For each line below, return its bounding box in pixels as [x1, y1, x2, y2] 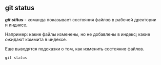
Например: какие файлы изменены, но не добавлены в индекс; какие [5, 31, 150, 37]
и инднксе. [5, 22, 28, 28]
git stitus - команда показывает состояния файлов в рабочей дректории [5, 16, 157, 22]
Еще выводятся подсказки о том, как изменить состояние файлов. [5, 46, 144, 51]
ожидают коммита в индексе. [5, 36, 67, 42]
